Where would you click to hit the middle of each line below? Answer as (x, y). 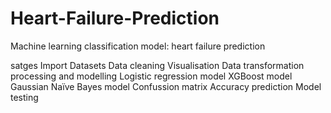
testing (24, 97)
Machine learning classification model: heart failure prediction (138, 46)
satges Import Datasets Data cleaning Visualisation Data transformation (157, 65)
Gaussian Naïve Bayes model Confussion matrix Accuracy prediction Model (166, 86)
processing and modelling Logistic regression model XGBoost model (151, 76)
